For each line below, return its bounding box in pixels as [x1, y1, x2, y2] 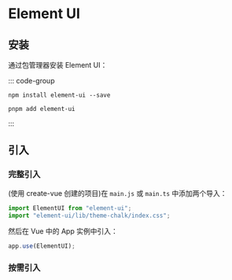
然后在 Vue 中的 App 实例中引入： [8, 227, 118, 236]
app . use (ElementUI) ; [8, 242, 76, 250]
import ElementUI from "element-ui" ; [8, 204, 132, 212]
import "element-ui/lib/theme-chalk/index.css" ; [8, 212, 171, 219]
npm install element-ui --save [8, 91, 111, 99]
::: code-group [8, 76, 55, 85]
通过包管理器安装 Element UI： [8, 61, 108, 69]
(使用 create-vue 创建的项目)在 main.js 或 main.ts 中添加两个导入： [8, 188, 227, 197]
